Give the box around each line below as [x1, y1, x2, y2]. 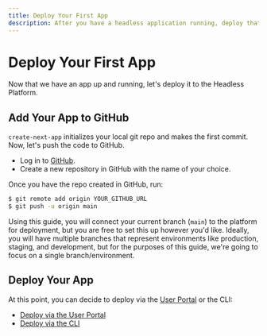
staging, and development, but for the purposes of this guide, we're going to [8, 242, 258, 251]
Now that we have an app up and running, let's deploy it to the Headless [8, 79, 245, 89]
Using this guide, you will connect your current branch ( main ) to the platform [8, 217, 257, 226]
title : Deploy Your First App [8, 11, 109, 20]
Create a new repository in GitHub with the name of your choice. [19, 164, 231, 174]
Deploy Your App [8, 273, 94, 287]
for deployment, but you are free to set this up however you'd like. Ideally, [8, 226, 250, 234]
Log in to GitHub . [19, 156, 75, 165]
